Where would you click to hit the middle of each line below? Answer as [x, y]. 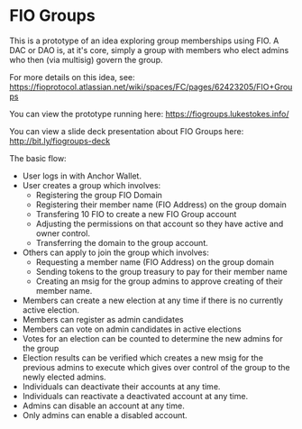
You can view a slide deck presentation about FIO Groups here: [127, 131]
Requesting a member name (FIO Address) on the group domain [155, 261]
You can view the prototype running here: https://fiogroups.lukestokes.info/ [149, 114]
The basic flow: [38, 158]
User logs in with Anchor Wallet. [82, 176]
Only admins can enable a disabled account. [105, 415]
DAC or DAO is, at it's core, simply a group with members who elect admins [149, 50]
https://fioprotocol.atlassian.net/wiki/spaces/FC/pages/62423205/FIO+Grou [151, 87]
